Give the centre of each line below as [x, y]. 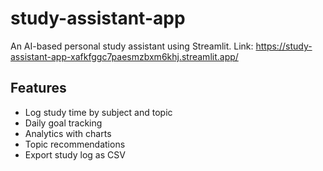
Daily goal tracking [63, 123]
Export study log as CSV [75, 154]
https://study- [284, 46]
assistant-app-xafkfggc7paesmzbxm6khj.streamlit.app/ [124, 56]
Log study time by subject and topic [98, 112]
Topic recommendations [75, 144]
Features [38, 88]
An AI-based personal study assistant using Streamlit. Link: [132, 46]
